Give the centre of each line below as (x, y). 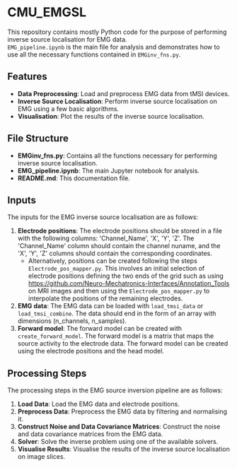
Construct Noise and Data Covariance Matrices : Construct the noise (119, 427)
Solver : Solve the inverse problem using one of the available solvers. (118, 442)
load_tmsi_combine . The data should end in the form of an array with (117, 314)
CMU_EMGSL (47, 12)
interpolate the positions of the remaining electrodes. (105, 298)
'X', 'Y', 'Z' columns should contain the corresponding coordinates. (115, 253)
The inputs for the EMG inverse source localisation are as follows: (103, 217)
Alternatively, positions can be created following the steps (113, 261)
